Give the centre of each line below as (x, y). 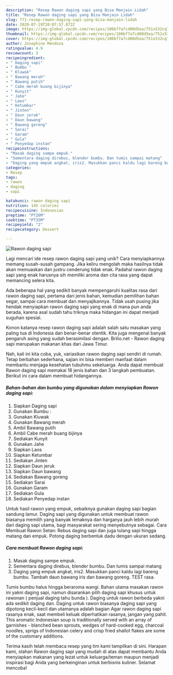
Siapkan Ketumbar (33, 455)
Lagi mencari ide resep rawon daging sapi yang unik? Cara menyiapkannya (85, 258)
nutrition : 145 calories (32, 205)
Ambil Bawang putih (34, 427)
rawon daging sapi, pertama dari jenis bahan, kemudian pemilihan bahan (83, 296)
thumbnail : (17, 34)
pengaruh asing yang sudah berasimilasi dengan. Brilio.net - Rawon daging (85, 339)
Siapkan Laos (27, 449)
